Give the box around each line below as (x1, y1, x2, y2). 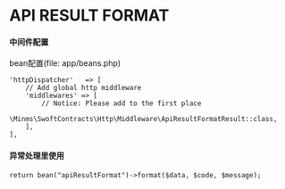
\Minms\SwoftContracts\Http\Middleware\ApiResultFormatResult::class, (9, 115, 278, 124)
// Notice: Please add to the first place (41, 99, 202, 108)
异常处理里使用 (9, 150, 64, 160)
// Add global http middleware (25, 84, 142, 93)
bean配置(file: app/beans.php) (9, 58, 122, 69)
